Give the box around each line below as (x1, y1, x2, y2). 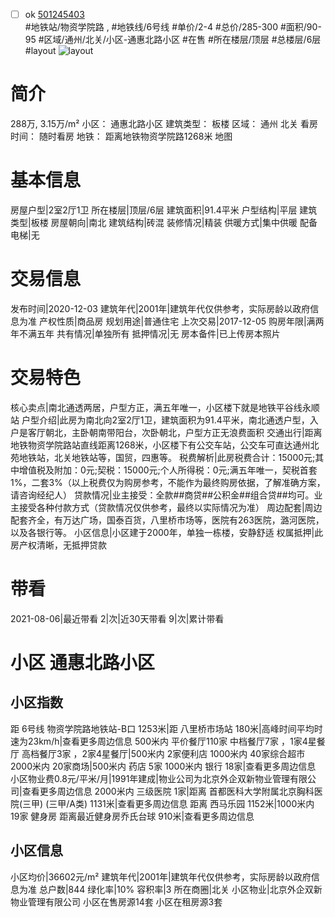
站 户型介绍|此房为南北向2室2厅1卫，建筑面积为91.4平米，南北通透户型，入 (10, 414, 319, 426)
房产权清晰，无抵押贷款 (10, 539, 107, 551)
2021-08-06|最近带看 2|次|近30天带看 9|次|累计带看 (10, 612, 225, 624)
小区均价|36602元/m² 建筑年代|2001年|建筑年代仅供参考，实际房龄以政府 (10, 870, 312, 883)
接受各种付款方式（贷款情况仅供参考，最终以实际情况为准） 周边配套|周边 (18, 501, 323, 513)
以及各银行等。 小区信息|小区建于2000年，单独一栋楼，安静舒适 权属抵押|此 (10, 526, 324, 538)
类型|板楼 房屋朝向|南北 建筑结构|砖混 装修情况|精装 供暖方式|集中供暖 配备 (10, 216, 318, 228)
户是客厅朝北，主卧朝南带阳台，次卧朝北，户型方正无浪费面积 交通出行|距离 (10, 426, 323, 438)
